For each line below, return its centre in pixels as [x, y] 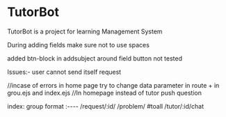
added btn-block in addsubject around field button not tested [95, 58]
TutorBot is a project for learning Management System [85, 31]
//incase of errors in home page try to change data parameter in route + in [113, 85]
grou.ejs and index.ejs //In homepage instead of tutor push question [104, 93]
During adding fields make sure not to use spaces [78, 45]
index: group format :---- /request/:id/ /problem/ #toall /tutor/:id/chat [105, 106]
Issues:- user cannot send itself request [64, 72]
